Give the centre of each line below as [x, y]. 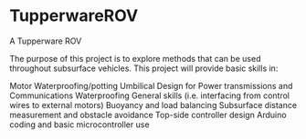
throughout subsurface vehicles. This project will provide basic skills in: [144, 68]
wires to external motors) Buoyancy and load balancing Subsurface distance [153, 104]
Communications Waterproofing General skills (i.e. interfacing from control [150, 95]
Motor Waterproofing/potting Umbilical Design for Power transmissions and [151, 85]
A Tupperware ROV [46, 41]
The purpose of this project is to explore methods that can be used [135, 58]
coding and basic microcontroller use [79, 124]
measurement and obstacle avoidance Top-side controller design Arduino [148, 114]
